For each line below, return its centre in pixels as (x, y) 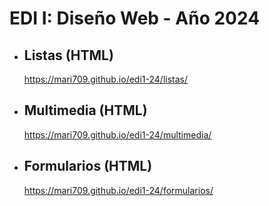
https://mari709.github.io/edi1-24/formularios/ (118, 190)
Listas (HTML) (68, 55)
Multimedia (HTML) (85, 110)
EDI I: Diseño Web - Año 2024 (135, 18)
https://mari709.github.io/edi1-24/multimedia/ (117, 134)
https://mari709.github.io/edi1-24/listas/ (105, 79)
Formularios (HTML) (88, 166)
